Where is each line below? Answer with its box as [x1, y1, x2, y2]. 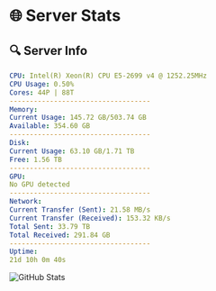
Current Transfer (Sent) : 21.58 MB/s [9, 205, 151, 214]
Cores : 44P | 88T [9, 87, 75, 97]
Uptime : [9, 247, 39, 257]
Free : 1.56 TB [9, 155, 63, 164]
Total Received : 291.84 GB [9, 231, 111, 240]
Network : [9, 197, 42, 206]
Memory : [9, 105, 39, 114]
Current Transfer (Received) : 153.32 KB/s [9, 214, 171, 223]
